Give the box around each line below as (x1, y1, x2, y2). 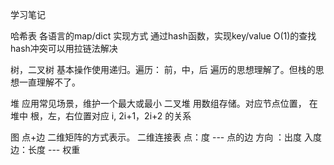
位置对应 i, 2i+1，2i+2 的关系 (73, 110, 192, 122)
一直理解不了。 (18, 76, 81, 88)
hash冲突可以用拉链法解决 (10, 43, 118, 54)
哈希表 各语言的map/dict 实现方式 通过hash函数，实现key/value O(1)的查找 (10, 30, 317, 42)
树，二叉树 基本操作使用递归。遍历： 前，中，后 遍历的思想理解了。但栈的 (10, 64, 316, 75)
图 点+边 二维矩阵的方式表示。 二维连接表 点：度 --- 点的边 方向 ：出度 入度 (10, 131, 323, 143)
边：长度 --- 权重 (10, 144, 81, 155)
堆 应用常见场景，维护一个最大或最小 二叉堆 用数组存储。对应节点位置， (10, 98, 307, 109)
